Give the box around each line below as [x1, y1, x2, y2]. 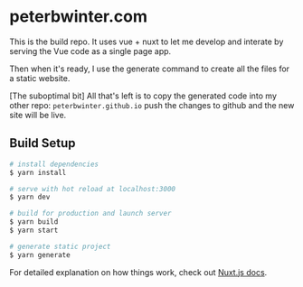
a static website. [9, 72, 71, 83]
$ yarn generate [9, 250, 71, 259]
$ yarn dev [9, 192, 51, 202]
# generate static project [9, 242, 111, 251]
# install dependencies [9, 160, 99, 169]
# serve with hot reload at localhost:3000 [9, 184, 176, 193]
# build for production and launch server [9, 209, 172, 218]
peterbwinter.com [9, 6, 147, 27]
